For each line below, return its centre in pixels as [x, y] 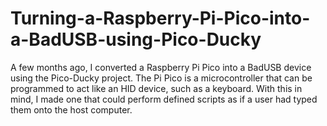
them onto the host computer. [71, 109]
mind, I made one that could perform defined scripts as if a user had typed [164, 99]
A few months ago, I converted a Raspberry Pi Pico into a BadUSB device [161, 67]
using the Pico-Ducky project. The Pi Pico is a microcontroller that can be [161, 78]
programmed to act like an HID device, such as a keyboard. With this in [156, 88]
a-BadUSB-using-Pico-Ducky [136, 39]
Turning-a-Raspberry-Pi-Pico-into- [160, 18]
